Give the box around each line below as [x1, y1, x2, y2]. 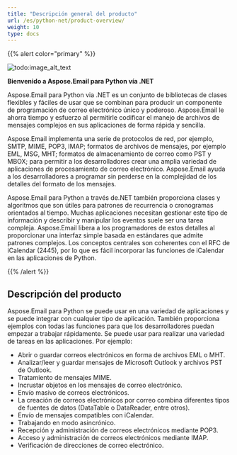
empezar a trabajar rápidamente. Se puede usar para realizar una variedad [7, 330, 225, 338]
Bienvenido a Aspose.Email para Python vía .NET [7, 77, 154, 86]
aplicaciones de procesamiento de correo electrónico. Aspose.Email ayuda [7, 164, 226, 174]
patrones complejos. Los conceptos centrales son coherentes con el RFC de [7, 239, 230, 247]
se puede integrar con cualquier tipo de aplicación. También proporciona [7, 315, 220, 323]
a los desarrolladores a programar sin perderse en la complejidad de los [7, 172, 217, 181]
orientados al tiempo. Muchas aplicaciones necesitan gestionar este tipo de [7, 208, 228, 217]
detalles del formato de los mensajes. [7, 180, 117, 189]
